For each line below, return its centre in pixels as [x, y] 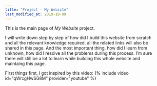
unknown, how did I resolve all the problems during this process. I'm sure [78, 53]
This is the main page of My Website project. [50, 28]
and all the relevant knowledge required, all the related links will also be [77, 43]
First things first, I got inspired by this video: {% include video [67, 73]
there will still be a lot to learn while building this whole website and [73, 58]
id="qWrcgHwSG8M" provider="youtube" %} [51, 78]
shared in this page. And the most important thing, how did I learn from [76, 48]
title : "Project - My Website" [37, 10]
